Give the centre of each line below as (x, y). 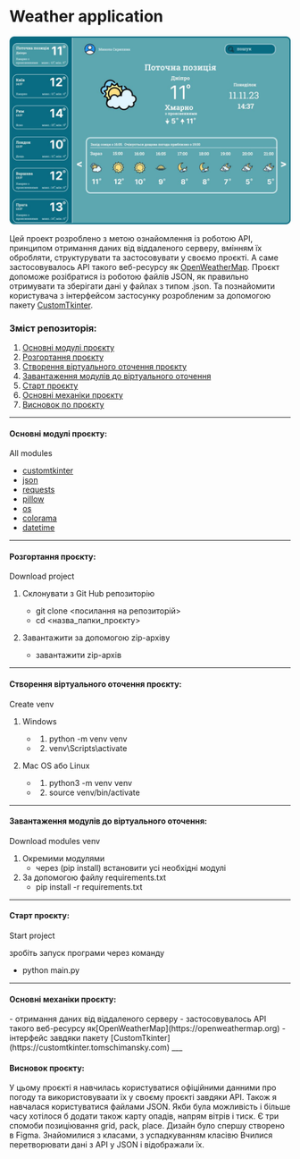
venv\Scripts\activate (88, 748)
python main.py (51, 970)
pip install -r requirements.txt (89, 886)
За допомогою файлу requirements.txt (94, 877)
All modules (31, 453)
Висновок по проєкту (63, 404)
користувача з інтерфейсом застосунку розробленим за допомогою (140, 295)
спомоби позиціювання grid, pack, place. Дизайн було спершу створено (147, 1126)
